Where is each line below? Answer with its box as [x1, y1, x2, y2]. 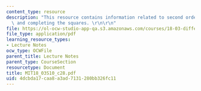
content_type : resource [6, 8, 66, 15]
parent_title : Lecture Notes [6, 53, 79, 59]
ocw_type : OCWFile [6, 48, 52, 54]
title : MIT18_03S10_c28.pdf [6, 70, 77, 76]
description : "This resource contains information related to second [6, 14, 184, 20]
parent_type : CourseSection [6, 59, 77, 65]
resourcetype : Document [6, 64, 66, 71]
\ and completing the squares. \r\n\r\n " [11, 20, 117, 26]
